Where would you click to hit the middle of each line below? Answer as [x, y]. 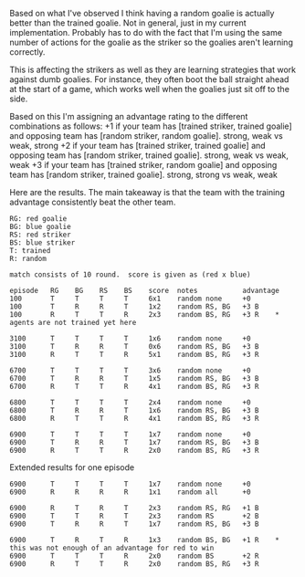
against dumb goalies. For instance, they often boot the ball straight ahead [149, 79]
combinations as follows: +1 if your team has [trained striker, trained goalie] [151, 126]
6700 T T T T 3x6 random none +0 [130, 371]
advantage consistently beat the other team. [93, 202]
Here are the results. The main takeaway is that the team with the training [147, 192]
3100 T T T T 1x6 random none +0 [130, 339]
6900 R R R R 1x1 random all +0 [130, 492]
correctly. [27, 52]
